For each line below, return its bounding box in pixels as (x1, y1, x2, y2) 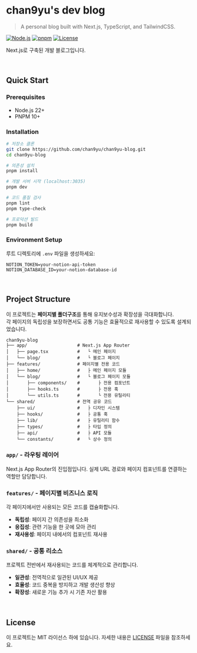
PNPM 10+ (14, 113, 41, 120)
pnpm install (6, 168, 38, 174)
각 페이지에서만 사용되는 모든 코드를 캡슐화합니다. (6, 503, 119, 510)
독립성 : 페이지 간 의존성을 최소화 (14, 516, 89, 523)
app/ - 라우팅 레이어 (6, 451, 59, 459)
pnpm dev (6, 184, 28, 190)
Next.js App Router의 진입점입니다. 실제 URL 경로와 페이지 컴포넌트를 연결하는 (6, 465, 187, 472)
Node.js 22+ (14, 107, 45, 114)
